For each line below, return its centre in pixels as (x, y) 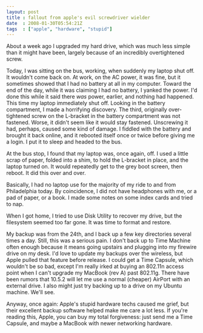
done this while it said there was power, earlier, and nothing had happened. (100, 97)
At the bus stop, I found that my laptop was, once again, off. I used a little (98, 154)
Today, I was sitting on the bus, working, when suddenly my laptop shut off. (101, 71)
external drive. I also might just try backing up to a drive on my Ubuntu (94, 286)
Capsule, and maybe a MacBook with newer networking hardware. (89, 323)
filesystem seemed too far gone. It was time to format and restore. (89, 222)
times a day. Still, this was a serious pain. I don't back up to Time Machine (98, 241)
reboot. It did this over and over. (46, 173)
